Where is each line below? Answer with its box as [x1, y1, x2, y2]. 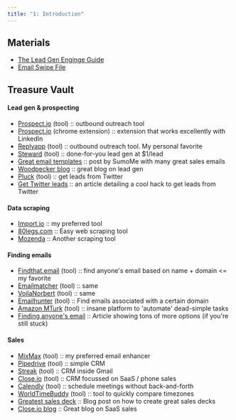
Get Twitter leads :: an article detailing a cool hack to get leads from [17, 180, 216, 188]
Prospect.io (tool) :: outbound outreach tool [17, 119, 144, 128]
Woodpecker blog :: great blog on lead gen [17, 165, 144, 173]
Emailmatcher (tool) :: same [17, 281, 98, 290]
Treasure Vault [7, 83, 75, 96]
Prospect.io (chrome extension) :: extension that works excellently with [17, 127, 226, 136]
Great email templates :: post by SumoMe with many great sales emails [17, 157, 225, 166]
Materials [7, 37, 50, 49]
